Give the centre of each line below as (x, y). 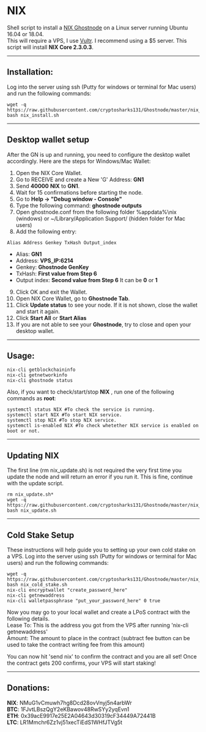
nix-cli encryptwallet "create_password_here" (67, 590)
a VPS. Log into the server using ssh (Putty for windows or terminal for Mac (102, 556)
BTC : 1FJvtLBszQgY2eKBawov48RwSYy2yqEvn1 (68, 709)
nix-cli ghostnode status (40, 381)
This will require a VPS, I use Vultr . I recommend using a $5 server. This (97, 40)
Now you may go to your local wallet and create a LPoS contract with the (98, 612)
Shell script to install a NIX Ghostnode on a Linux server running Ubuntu (97, 28)
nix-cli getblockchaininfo (41, 370)
